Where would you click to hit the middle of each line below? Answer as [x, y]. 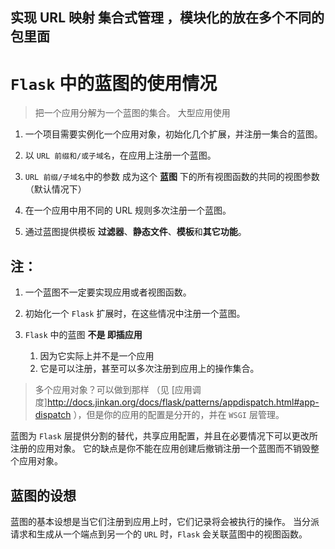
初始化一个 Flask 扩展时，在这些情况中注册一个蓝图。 [135, 314]
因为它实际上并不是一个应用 [97, 356]
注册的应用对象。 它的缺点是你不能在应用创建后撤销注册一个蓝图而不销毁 [160, 449]
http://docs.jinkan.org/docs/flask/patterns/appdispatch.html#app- [183, 402]
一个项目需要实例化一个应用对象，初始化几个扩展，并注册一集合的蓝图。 [173, 134]
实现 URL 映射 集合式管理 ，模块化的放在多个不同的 [167, 18]
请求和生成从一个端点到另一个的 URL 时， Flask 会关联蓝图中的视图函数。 [159, 534]
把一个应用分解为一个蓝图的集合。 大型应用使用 [132, 113]
